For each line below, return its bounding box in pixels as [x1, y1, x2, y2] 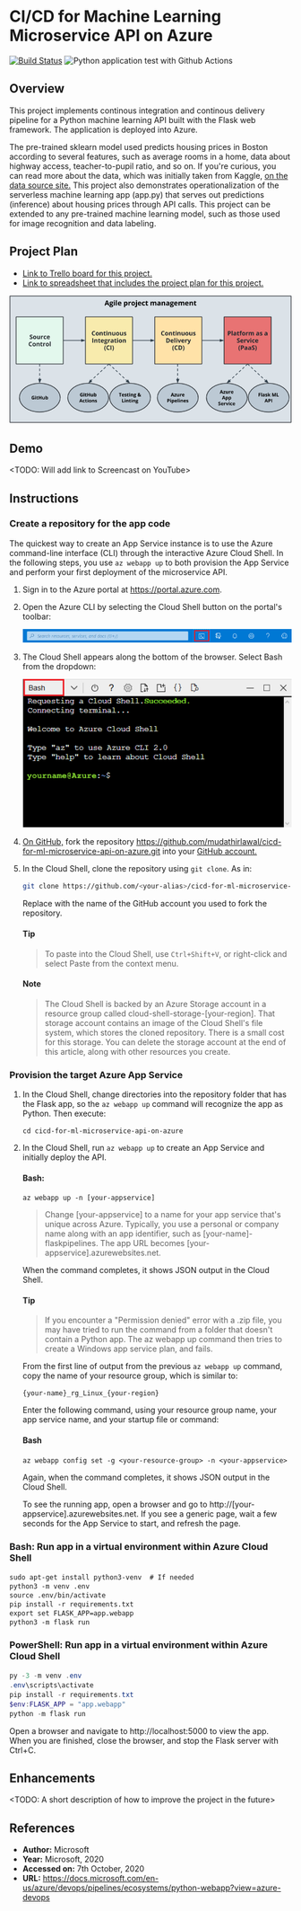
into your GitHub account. [162, 846, 258, 857]
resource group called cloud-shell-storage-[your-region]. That [44, 1008, 276, 1019]
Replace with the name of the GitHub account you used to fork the [21, 898, 267, 909]
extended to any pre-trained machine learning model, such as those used [9, 208, 280, 219]
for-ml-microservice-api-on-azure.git [21, 846, 161, 857]
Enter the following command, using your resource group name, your [21, 1404, 278, 1416]
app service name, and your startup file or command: [21, 1414, 219, 1425]
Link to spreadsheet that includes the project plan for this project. [21, 277, 264, 288]
